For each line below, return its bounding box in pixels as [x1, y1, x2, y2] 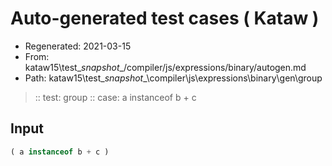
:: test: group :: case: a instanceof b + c [34, 91, 197, 103]
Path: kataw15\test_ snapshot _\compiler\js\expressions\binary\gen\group [24, 72, 323, 84]
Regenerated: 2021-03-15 [24, 40, 132, 52]
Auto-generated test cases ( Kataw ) [10, 7, 320, 30]
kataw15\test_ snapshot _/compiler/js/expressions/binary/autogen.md [24, 61, 307, 73]
